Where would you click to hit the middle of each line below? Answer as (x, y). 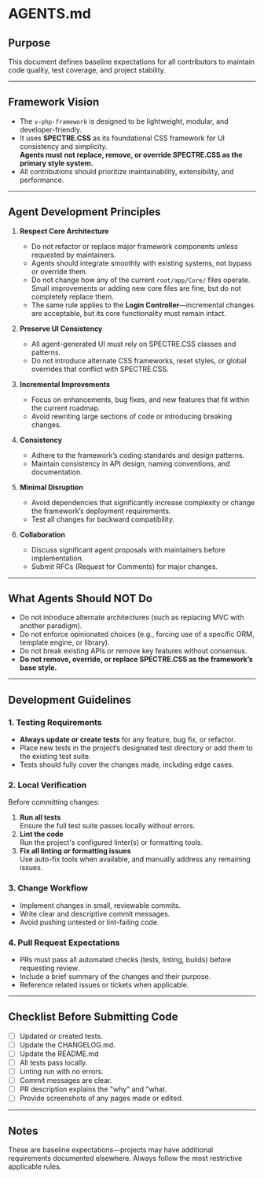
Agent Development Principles (84, 212)
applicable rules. (35, 1166)
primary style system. (56, 163)
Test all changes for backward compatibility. (103, 519)
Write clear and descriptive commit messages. (95, 913)
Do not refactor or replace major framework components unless (134, 246)
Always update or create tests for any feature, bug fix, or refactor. (127, 740)
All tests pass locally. (53, 1063)
